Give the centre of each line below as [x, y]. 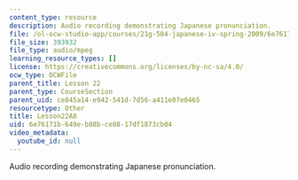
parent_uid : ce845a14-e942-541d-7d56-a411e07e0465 [105, 100]
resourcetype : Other [47, 108]
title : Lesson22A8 [43, 116]
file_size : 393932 [43, 42]
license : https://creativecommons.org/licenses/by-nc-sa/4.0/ [126, 67]
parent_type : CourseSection [61, 91]
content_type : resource [53, 17]
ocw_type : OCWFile [43, 75]
